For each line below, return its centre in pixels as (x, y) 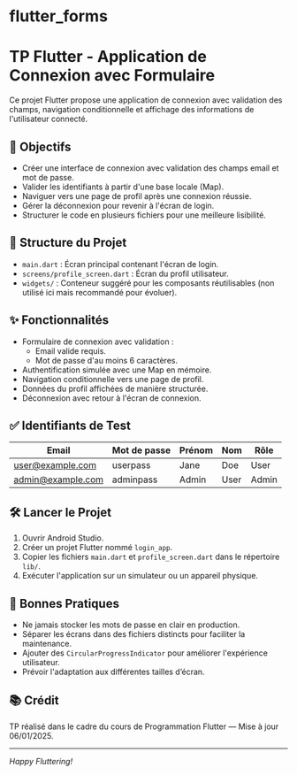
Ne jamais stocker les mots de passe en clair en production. (131, 625)
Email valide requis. (70, 350)
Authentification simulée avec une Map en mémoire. (117, 370)
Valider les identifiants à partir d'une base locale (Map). (123, 187)
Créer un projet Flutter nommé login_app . (97, 548)
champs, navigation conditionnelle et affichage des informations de (132, 110)
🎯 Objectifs (40, 146)
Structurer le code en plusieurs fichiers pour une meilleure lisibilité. (144, 215)
